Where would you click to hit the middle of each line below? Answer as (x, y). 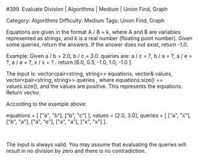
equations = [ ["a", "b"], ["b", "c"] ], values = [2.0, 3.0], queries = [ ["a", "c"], (99, 115)
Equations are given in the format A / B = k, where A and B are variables (93, 32)
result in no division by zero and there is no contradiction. (76, 151)
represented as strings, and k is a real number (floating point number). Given (99, 38)
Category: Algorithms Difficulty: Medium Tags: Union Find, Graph (85, 20)
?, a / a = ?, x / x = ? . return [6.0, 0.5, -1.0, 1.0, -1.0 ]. (69, 62)
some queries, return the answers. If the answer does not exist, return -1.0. (97, 45)
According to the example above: (46, 104)
